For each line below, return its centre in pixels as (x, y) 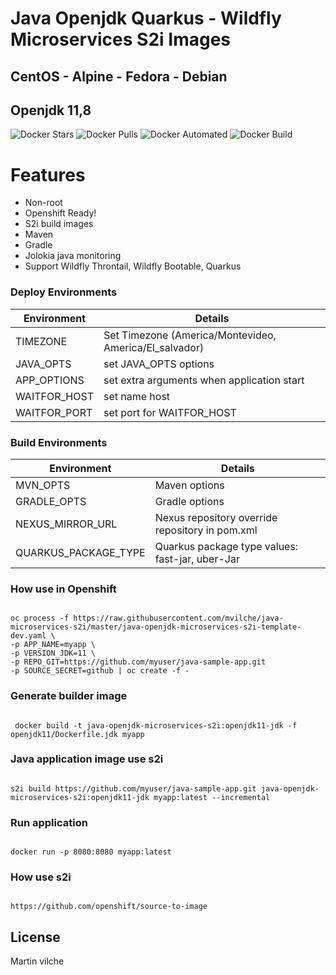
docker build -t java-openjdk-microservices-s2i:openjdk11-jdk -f (156, 725)
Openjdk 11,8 (51, 110)
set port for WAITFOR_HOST (170, 412)
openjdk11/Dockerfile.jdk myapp (77, 734)
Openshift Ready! (60, 213)
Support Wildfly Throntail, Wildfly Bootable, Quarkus (133, 266)
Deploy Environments (64, 292)
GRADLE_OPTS (51, 501)
